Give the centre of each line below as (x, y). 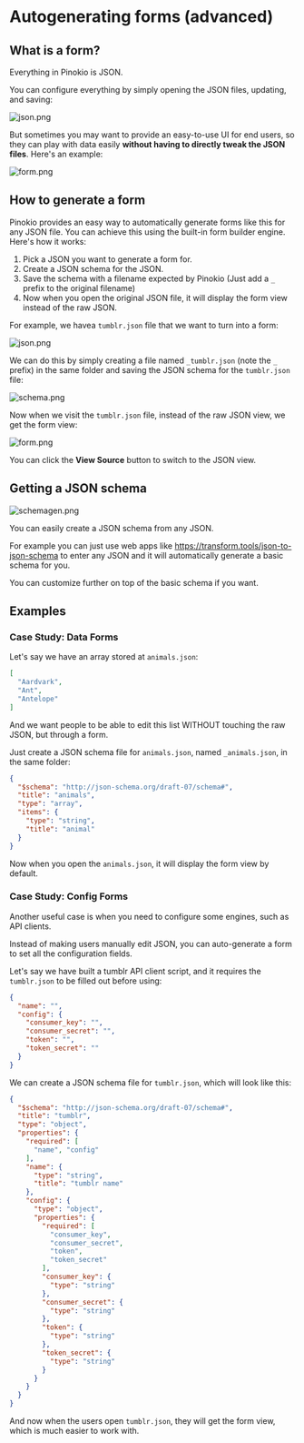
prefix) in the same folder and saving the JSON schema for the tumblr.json (150, 369)
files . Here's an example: (56, 154)
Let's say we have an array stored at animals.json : (104, 657)
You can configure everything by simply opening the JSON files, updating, (148, 90)
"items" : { (38, 812)
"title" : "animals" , (56, 795)
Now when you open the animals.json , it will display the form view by (139, 863)
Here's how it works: (48, 241)
